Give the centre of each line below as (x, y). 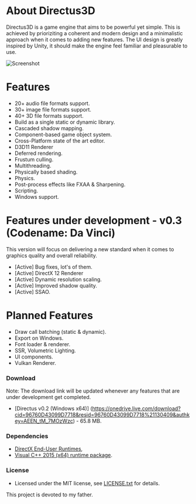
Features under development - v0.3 (94, 221)
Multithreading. (33, 165)
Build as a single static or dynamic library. (65, 122)
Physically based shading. (46, 172)
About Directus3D (51, 11)
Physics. (25, 178)
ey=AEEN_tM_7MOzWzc (44, 421)
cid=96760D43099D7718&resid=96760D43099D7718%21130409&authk (102, 415)
